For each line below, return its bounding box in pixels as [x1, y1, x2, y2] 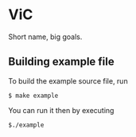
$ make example [8, 92, 59, 100]
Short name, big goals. [8, 32, 83, 41]
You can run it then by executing [8, 105, 115, 115]
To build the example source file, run [8, 76, 129, 85]
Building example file [8, 55, 115, 68]
